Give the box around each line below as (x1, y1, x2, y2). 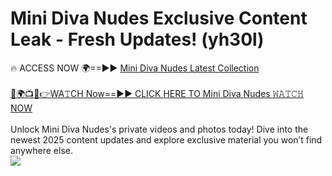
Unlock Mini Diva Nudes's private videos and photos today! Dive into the (10, 123, 309, 135)
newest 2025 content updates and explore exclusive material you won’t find (10, 133, 323, 146)
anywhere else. (10, 144, 73, 156)
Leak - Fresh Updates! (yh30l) (10, 28, 265, 51)
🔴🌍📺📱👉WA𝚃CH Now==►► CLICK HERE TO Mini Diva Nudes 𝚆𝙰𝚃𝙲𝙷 (10, 87, 304, 99)
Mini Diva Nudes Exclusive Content (10, 7, 308, 30)
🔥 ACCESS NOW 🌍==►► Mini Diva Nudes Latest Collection (10, 62, 260, 74)
